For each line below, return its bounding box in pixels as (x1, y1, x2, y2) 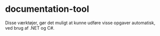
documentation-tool (5, 3, 90, 15)
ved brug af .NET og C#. (5, 25, 55, 31)
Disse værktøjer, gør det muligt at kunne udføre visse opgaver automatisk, (5, 20, 156, 26)
